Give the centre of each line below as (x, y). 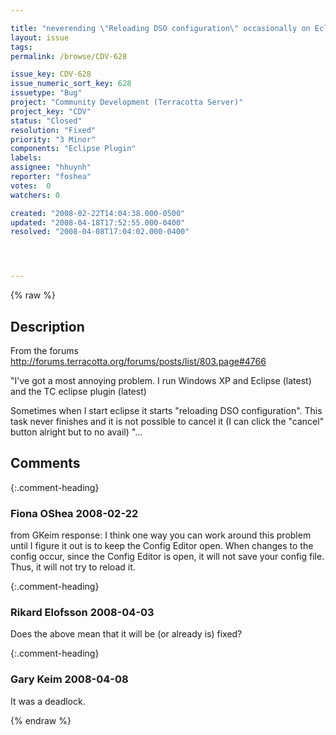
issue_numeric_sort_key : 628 (71, 84)
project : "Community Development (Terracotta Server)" (127, 102)
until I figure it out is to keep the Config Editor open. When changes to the (162, 546)
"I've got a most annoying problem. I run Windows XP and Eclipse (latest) (161, 380)
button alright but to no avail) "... (76, 432)
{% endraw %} (41, 720)
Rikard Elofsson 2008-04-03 (82, 612)
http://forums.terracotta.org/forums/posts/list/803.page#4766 (138, 361)
